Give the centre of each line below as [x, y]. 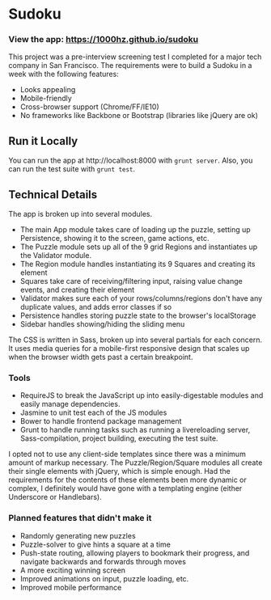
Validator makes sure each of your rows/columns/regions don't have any [141, 298]
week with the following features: [64, 74]
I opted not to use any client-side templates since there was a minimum [127, 454]
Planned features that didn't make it [80, 518]
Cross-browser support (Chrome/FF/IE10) [89, 107]
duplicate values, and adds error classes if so [96, 307]
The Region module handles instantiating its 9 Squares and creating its [138, 264]
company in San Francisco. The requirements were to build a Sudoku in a [130, 65]
